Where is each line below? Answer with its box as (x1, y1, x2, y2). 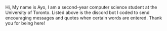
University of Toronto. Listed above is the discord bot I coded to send (5, 9, 150, 15)
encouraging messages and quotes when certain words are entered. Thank (5, 15, 162, 20)
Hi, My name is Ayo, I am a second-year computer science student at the (5, 4, 157, 10)
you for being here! (5, 20, 46, 26)
